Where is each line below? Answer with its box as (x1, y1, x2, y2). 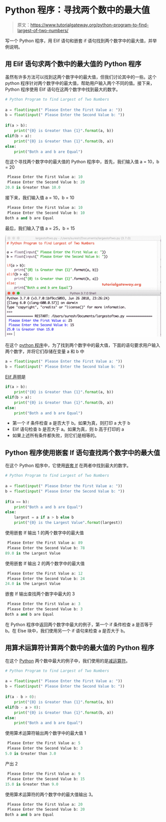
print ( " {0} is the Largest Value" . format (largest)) (14, 520, 123, 525)
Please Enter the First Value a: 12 (7, 571, 83, 576)
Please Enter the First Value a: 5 (7, 741, 81, 746)
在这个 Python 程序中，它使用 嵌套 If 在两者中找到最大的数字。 (5, 462, 131, 469)
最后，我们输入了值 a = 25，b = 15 (5, 225, 75, 231)
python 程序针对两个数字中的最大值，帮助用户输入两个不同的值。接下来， (5, 80, 155, 86)
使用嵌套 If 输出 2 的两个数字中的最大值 (5, 560, 85, 566)
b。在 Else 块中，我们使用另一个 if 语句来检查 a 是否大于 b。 (5, 628, 128, 633)
